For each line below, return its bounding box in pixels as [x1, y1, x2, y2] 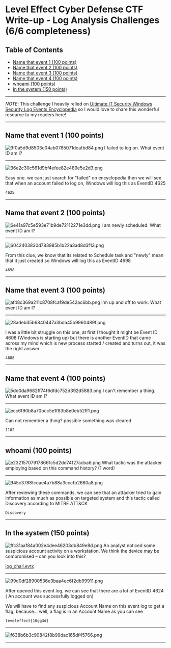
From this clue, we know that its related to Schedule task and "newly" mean [5, 252, 164, 258]
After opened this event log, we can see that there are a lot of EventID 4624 [5, 587, 164, 593]
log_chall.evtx [5, 563, 34, 569]
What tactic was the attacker [101, 460, 162, 466]
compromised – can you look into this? [5, 553, 86, 559]
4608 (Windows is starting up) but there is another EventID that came [5, 335, 151, 341]
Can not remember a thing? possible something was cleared [5, 418, 131, 424]
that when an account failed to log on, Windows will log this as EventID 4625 [5, 180, 166, 186]
